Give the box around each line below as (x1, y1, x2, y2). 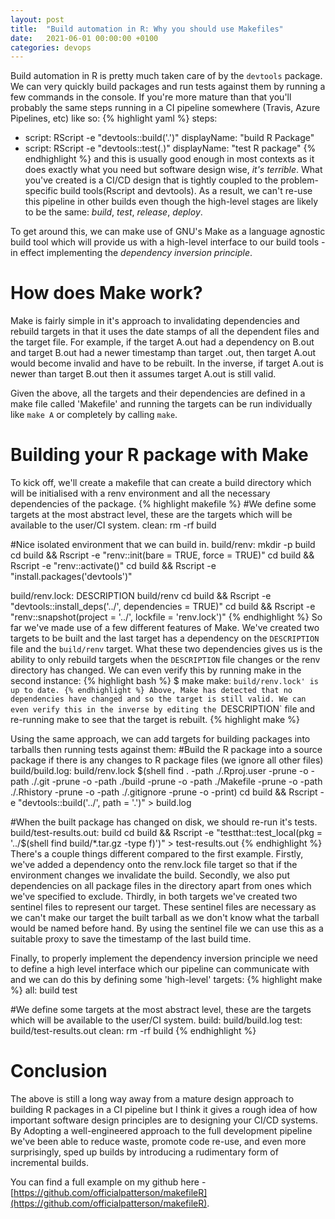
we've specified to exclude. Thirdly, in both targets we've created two (10, 891, 298, 903)
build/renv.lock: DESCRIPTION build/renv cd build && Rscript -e (10, 590, 272, 602)
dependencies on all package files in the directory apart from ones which (10, 880, 312, 892)
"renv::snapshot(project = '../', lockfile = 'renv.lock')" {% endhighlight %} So (10, 611, 323, 623)
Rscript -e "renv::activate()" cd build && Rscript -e (10, 560, 217, 572)
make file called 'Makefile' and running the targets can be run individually (10, 398, 313, 410)
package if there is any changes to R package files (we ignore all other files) (10, 754, 324, 766)
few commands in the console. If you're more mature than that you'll (10, 91, 292, 103)
